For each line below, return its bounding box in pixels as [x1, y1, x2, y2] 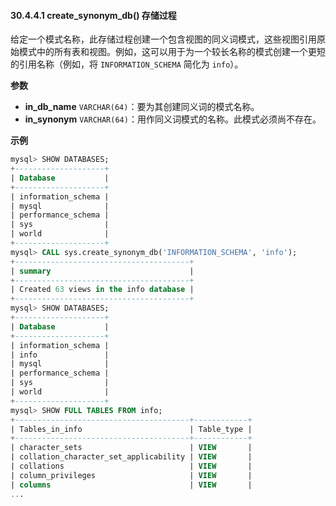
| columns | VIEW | [10, 480, 253, 490]
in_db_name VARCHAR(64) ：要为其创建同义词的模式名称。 [24, 101, 260, 113]
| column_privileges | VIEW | [10, 470, 253, 480]
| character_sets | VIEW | [10, 443, 253, 453]
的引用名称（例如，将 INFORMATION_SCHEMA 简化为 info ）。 [10, 58, 244, 70]
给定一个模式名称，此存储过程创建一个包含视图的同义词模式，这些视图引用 [10, 33, 317, 45]
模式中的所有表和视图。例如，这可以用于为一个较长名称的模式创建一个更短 [18, 46, 326, 58]
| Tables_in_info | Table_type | [10, 424, 253, 434]
